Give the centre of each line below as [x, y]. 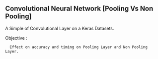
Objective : [16, 38]
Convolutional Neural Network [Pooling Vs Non [79, 9]
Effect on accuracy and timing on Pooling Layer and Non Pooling [79, 47]
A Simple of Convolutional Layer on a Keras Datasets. [60, 28]
